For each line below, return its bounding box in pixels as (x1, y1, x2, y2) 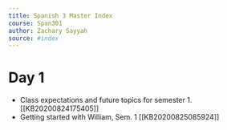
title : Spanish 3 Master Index (8, 11, 113, 20)
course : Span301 (8, 19, 63, 27)
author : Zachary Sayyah (8, 26, 88, 35)
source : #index (8, 34, 59, 43)
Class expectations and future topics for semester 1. (19, 95, 193, 105)
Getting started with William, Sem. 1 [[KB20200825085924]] (19, 112, 220, 122)
